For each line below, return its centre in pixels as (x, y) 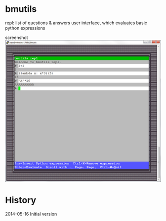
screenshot (17, 37)
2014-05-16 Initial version (31, 214)
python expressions (25, 28)
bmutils (21, 9)
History (21, 200)
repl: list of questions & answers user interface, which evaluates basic (76, 23)
